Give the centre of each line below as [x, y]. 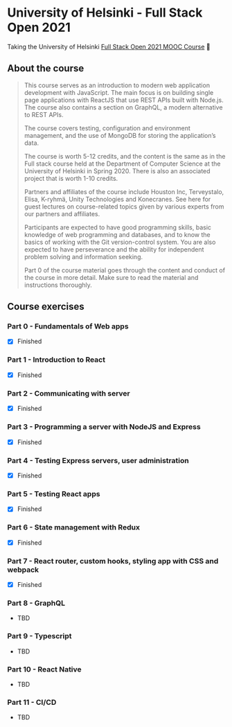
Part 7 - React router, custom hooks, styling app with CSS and [113, 561]
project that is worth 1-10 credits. [71, 178]
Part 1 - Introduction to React [56, 360]
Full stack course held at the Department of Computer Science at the [122, 164]
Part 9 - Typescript [39, 636]
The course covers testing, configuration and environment [107, 128]
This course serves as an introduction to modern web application [117, 85]
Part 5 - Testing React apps [54, 493]
